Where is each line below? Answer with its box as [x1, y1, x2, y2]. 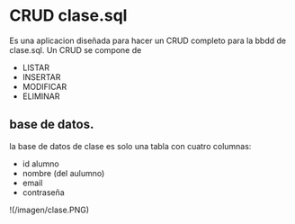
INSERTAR [22, 71, 61, 82]
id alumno [22, 158, 60, 169]
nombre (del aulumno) [22, 167, 105, 178]
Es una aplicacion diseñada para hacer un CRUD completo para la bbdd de [9, 35, 286, 46]
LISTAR [22, 62, 49, 73]
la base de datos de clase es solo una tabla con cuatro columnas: [9, 140, 252, 151]
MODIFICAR [22, 81, 67, 92]
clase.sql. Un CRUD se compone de [9, 44, 142, 55]
